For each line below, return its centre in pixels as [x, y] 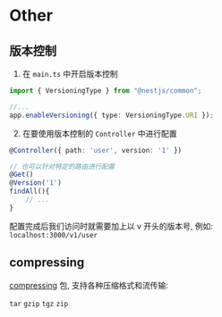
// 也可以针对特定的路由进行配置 [62, 166]
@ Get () [21, 175]
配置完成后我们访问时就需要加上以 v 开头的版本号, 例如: [111, 226]
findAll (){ [30, 192]
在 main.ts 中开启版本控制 [70, 74]
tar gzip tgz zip [39, 304]
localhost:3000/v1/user [54, 235]
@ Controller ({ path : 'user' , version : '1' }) [95, 150]
